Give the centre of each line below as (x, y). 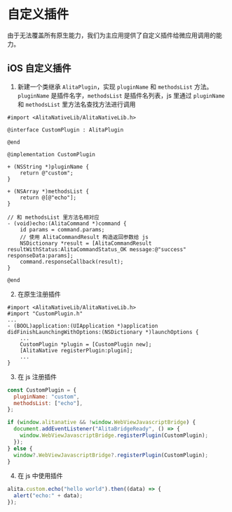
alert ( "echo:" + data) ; (48, 496)
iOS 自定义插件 (39, 69)
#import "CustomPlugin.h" (45, 314)
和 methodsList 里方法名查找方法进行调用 (76, 104)
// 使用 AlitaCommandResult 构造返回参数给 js (84, 237)
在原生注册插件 (39, 294)
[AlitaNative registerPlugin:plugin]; (76, 350)
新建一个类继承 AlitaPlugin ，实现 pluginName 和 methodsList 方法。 (115, 87)
